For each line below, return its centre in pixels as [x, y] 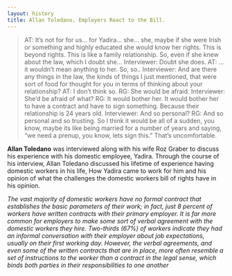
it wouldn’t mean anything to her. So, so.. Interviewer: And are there [120, 69]
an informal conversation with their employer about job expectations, [106, 235]
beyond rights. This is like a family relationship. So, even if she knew [122, 54]
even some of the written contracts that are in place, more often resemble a [115, 250]
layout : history [30, 13]
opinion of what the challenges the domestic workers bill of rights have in [112, 178]
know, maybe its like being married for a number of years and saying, [123, 128]
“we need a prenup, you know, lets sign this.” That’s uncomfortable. [120, 135]
